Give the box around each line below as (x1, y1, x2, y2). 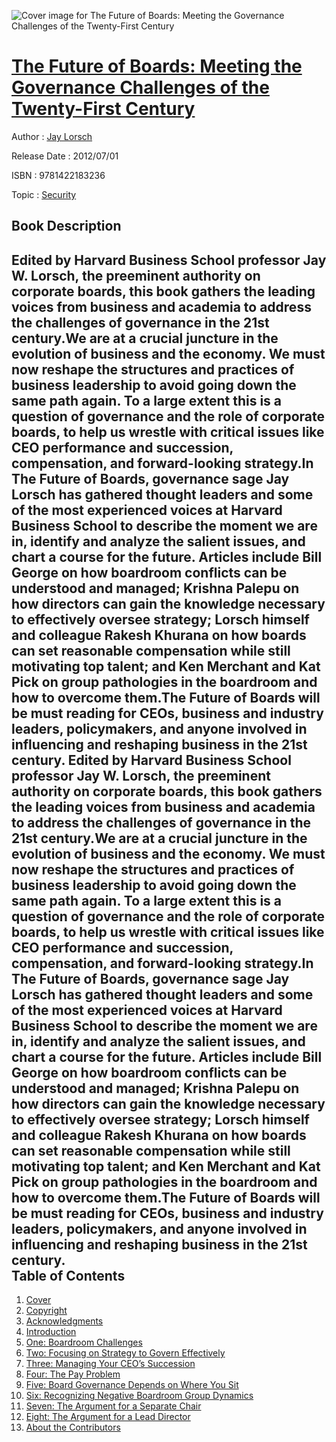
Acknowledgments (25, 1315, 104, 1327)
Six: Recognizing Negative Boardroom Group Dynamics (25, 1390, 254, 1402)
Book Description (11, 218, 122, 235)
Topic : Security (11, 188, 77, 200)
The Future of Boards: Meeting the (11, 55, 303, 78)
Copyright (25, 1305, 68, 1317)
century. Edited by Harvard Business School (11, 751, 292, 769)
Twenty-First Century (11, 98, 196, 120)
